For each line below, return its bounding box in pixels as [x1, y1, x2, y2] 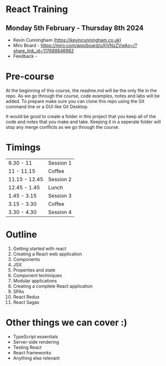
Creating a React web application [13, 251, 82, 257]
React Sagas [13, 299, 39, 305]
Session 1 [48, 159, 72, 166]
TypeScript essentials [13, 333, 59, 339]
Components [13, 256, 40, 262]
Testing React [13, 344, 42, 350]
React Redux [13, 294, 40, 300]
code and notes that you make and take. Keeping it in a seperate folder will [6, 119, 161, 125]
